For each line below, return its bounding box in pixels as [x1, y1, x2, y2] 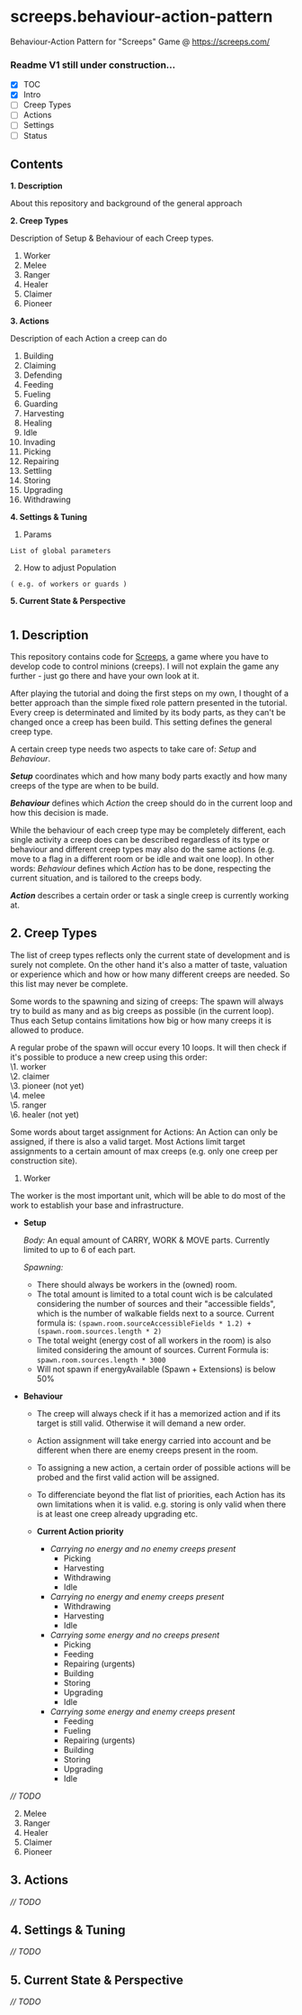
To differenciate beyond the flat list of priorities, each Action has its [36, 1489, 286, 1500]
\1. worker [10, 1061, 48, 1071]
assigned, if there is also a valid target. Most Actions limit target [10, 1135, 245, 1146]
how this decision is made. [10, 807, 109, 818]
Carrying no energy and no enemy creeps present [49, 1543, 236, 1554]
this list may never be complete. [10, 978, 129, 989]
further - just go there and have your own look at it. [10, 670, 200, 681]
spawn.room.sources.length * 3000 [36, 1355, 166, 1364]
